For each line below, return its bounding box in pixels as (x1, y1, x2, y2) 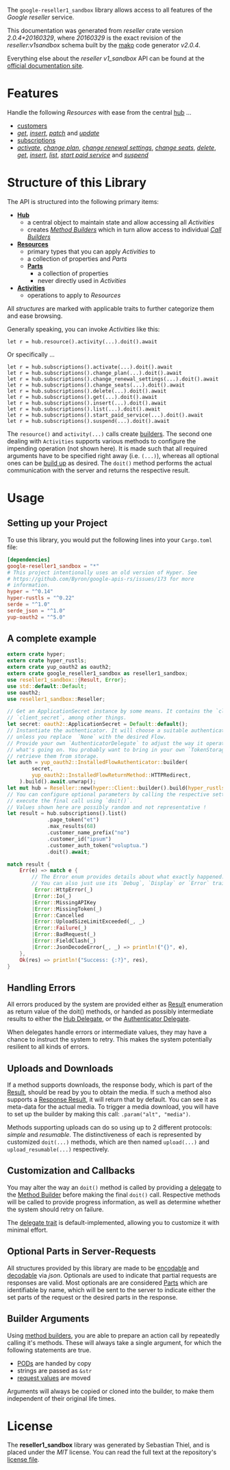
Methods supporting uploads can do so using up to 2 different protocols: (7, 1123, 212, 1132)
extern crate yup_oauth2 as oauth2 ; (7, 664, 112, 671)
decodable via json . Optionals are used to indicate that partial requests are (7, 1271, 217, 1279)
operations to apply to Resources (27, 291, 121, 299)
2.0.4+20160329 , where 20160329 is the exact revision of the (7, 34, 181, 42)
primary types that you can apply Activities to (27, 247, 156, 255)
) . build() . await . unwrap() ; (19, 779, 97, 785)
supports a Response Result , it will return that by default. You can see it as (7, 1095, 217, 1104)
